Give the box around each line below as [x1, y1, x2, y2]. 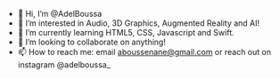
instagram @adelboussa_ [17, 59, 111, 70]
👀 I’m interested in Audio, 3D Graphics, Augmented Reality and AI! [17, 18, 260, 28]
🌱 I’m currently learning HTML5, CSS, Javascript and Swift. [17, 28, 235, 37]
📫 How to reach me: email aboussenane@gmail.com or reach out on [17, 47, 272, 57]
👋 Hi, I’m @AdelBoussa [17, 9, 103, 19]
